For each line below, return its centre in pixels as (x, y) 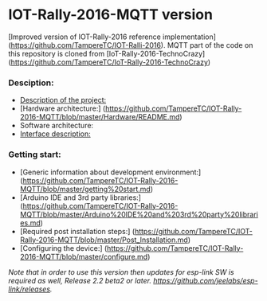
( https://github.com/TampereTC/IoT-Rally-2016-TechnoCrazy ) (110, 62)
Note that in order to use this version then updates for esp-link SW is (121, 272)
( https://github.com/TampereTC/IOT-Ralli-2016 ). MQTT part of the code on (131, 45)
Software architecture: (57, 126)
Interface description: (55, 134)
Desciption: (31, 83)
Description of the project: (63, 100)
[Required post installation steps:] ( (77, 231)
